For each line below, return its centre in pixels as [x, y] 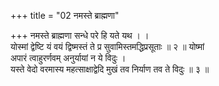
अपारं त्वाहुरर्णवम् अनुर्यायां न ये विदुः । [68, 58]
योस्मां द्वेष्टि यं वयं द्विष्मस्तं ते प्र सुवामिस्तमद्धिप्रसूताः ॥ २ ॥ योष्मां [107, 46]
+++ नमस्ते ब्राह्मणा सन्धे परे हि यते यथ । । [80, 35]
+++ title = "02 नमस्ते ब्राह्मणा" [65, 15]
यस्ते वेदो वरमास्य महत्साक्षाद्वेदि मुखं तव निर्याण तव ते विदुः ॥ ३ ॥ [110, 69]
